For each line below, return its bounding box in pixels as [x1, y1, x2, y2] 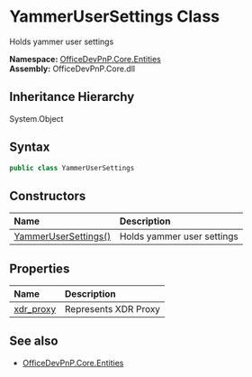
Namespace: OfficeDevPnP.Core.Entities [9, 53, 162, 64]
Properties [9, 261, 70, 276]
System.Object [9, 113, 64, 124]
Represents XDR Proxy [64, 303, 160, 316]
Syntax [9, 140, 50, 155]
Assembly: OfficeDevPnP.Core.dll [9, 63, 136, 74]
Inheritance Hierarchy [9, 89, 135, 105]
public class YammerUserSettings [9, 163, 135, 172]
